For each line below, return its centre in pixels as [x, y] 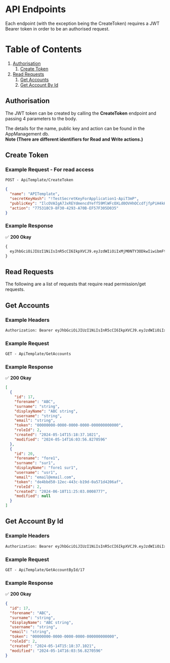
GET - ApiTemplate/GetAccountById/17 [45, 570]
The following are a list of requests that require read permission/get [76, 284]
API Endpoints [36, 9]
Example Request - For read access [50, 170]
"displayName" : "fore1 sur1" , [46, 468]
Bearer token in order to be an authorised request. [57, 28]
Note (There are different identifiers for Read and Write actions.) [74, 139]
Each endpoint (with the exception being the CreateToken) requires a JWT [82, 23]
